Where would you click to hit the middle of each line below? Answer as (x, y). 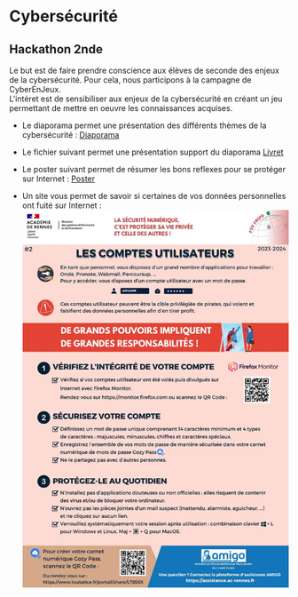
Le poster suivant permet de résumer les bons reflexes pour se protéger (154, 169)
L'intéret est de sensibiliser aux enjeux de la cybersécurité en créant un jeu (146, 99)
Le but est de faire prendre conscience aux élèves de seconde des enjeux (144, 70)
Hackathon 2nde (56, 49)
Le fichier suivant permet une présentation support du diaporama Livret (153, 152)
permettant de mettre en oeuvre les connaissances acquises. (121, 108)
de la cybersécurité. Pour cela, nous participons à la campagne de (130, 80)
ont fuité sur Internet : (62, 205)
